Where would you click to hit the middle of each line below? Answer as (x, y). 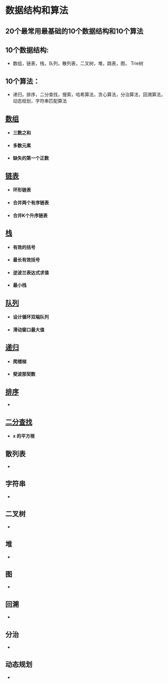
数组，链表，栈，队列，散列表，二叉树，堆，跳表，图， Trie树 (78, 63)
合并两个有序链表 (31, 202)
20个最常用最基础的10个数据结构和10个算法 (74, 31)
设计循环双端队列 (31, 317)
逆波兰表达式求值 (31, 272)
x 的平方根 (24, 436)
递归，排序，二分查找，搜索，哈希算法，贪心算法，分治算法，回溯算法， (89, 94)
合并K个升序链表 (30, 215)
